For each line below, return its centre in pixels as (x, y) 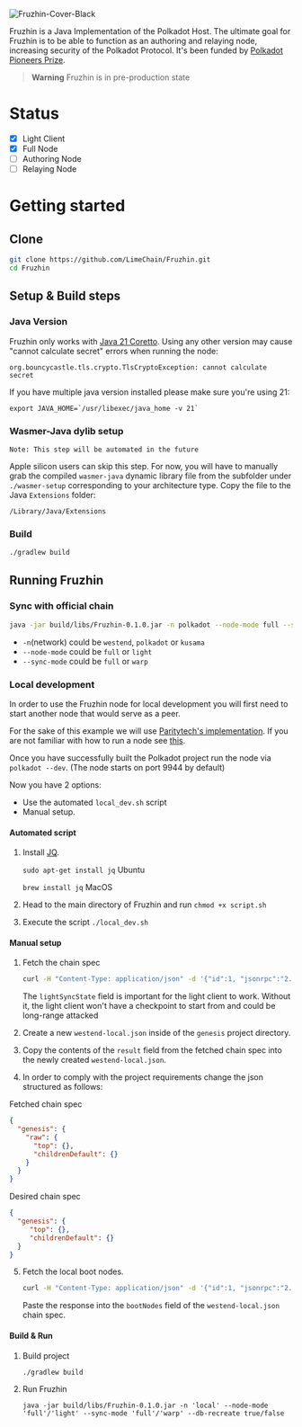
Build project (46, 1356)
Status (35, 114)
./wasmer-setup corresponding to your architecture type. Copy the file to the (151, 485)
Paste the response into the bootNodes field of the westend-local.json (151, 1306)
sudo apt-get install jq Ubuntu (84, 870)
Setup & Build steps (65, 296)
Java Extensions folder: (53, 495)
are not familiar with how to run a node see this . (98, 740)
